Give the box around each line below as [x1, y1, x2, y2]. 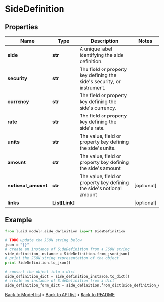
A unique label [80, 46, 112, 52]
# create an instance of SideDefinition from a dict [5, 278, 115, 283]
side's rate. [80, 125, 105, 131]
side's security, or [80, 78, 121, 85]
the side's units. [80, 145, 116, 151]
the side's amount [80, 165, 121, 172]
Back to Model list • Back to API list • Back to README [5, 292, 115, 298]
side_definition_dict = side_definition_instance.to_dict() [5, 274, 130, 279]
